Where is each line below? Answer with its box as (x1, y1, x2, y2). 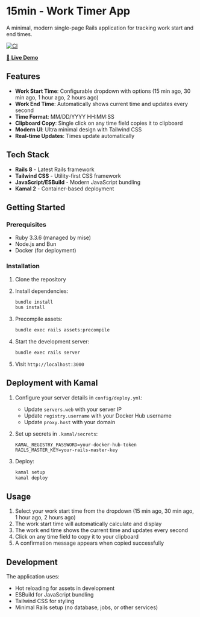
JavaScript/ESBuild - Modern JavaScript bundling (14, 178, 140, 186)
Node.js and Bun (14, 240, 57, 248)
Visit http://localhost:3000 (14, 360, 84, 368)
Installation (6, 262, 40, 271)
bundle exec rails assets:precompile (14, 327, 110, 333)
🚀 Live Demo (6, 54, 39, 61)
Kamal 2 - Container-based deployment (14, 185, 114, 192)
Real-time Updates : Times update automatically (14, 132, 135, 139)
